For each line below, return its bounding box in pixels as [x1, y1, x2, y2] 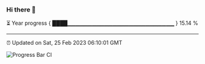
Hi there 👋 [6, 5, 37, 14]
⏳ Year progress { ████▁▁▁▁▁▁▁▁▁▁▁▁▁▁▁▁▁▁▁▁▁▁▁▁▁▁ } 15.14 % [6, 19, 198, 27]
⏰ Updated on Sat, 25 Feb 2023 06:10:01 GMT [6, 39, 123, 46]
